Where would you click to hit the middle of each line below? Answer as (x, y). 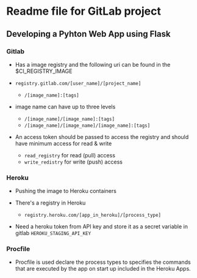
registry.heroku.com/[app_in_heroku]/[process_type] (93, 216)
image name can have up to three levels (65, 107)
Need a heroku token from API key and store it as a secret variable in (101, 227)
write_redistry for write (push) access (73, 162)
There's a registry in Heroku (50, 203)
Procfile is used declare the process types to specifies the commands (103, 262)
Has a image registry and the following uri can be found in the (93, 64)
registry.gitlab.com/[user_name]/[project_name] (78, 83)
